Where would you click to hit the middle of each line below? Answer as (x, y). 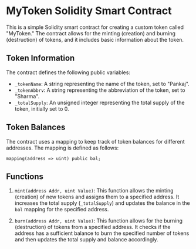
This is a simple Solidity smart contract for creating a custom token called (95, 27)
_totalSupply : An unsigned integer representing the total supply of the (99, 102)
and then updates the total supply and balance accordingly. (86, 240)
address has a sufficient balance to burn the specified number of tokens (102, 233)
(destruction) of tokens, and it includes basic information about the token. (95, 39)
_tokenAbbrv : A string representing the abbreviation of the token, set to (100, 90)
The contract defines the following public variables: (68, 72)
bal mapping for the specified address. (62, 210)
